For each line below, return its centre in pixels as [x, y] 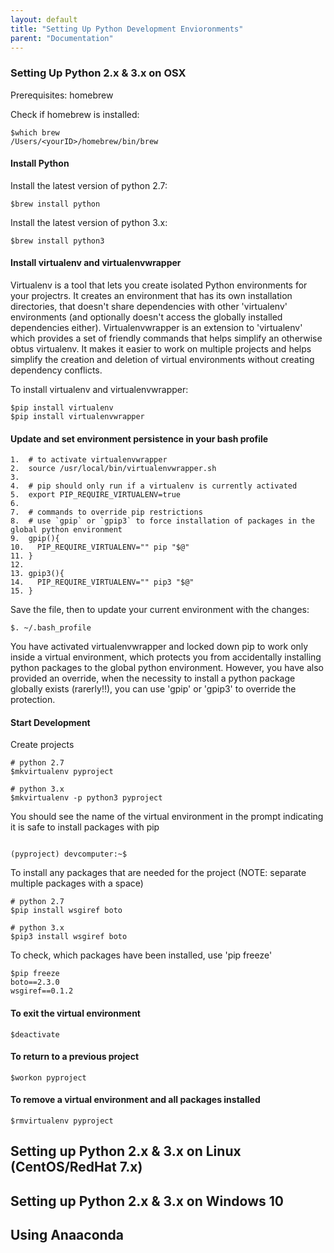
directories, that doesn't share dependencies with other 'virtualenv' [149, 307]
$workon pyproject [48, 1077]
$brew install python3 [57, 241]
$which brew [35, 132]
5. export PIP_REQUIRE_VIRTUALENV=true [96, 495]
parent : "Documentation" [62, 38]
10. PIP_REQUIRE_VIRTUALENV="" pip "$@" [100, 547]
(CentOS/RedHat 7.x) [76, 1167]
